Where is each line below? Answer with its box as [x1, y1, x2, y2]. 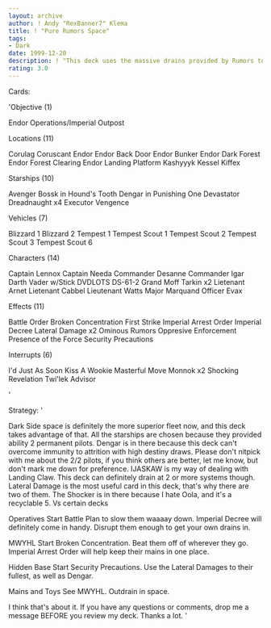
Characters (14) [8, 253, 60, 262]
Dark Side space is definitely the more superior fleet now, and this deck [8, 421, 246, 430]
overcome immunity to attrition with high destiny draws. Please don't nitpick [8, 446, 261, 456]
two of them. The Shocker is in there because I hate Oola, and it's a [8, 489, 232, 499]
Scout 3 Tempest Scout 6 [8, 237, 93, 247]
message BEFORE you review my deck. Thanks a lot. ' [8, 610, 188, 620]
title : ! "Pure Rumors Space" [8, 27, 110, 35]
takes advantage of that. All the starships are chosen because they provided [8, 429, 262, 439]
